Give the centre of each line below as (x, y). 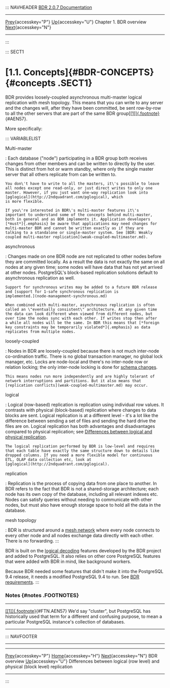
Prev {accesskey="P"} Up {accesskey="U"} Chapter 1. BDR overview (76, 22)
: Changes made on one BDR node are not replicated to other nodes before (83, 256)
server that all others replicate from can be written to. (61, 174)
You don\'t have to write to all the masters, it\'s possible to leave (82, 183)
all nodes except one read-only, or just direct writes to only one (79, 188)
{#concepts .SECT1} (49, 83)
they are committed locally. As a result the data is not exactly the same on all (85, 262)
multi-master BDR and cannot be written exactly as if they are (74, 228)
